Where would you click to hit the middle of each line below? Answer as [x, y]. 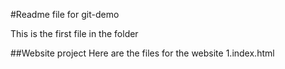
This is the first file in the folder [74, 33]
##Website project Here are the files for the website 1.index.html [142, 53]
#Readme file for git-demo [65, 14]
